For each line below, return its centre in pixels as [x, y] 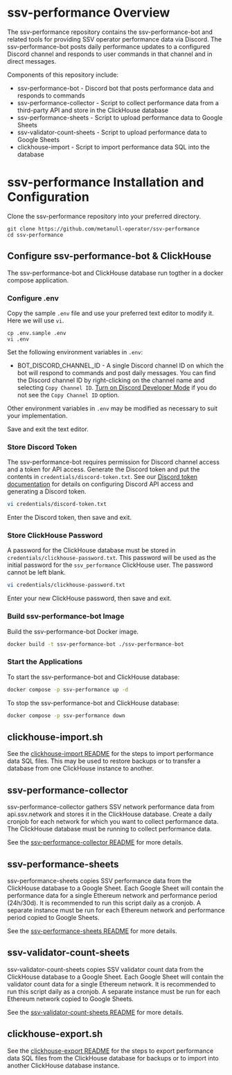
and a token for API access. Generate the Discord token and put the [104, 469]
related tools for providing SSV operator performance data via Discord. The [115, 39]
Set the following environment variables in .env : [75, 352]
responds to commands [51, 96]
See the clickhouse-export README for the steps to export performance [110, 1051]
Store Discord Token [42, 446]
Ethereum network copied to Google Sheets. [70, 999]
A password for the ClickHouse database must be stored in [91, 550]
